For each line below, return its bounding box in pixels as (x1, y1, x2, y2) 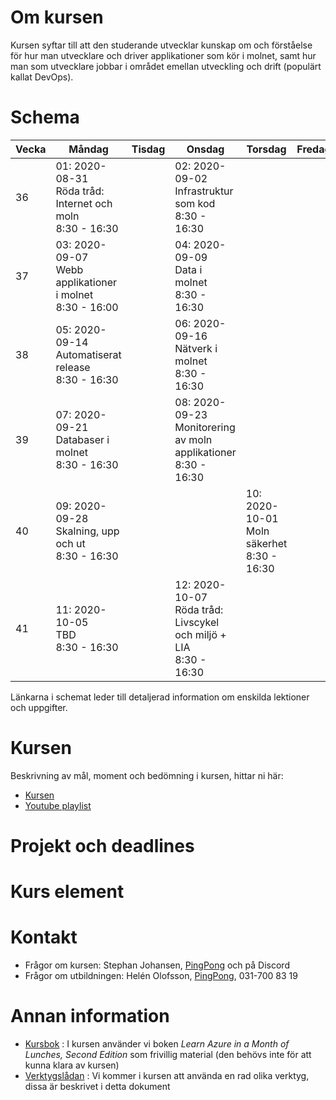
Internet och (55, 196, 113, 210)
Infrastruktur (174, 184, 234, 198)
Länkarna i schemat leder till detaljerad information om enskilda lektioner (10, 691, 310, 703)
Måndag (68, 142, 109, 156)
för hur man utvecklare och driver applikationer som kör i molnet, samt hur (10, 49, 317, 61)
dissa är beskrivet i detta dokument (24, 1081, 171, 1093)
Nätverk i (174, 341, 218, 355)
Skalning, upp (55, 524, 120, 538)
